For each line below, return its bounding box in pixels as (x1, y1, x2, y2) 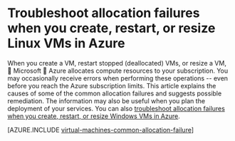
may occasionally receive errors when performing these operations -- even (7, 73, 229, 83)
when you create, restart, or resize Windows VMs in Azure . (7, 112, 180, 120)
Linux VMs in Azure (7, 36, 125, 51)
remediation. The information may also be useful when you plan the (7, 96, 205, 105)
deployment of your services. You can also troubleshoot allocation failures (7, 104, 226, 113)
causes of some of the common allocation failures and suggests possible (7, 89, 222, 98)
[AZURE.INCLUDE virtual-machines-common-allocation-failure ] (7, 125, 194, 134)
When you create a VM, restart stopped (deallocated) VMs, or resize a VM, (7, 58, 226, 67)
